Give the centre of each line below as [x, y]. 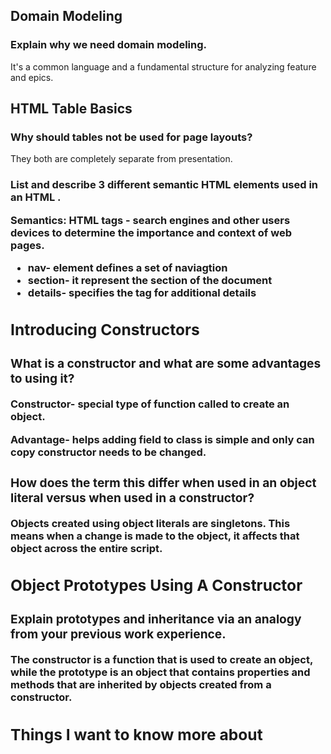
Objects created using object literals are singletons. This [150, 523]
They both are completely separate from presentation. [121, 159]
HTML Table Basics [71, 109]
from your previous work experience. [118, 634]
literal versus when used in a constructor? [132, 497]
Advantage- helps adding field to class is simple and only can [162, 439]
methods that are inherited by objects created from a [141, 685]
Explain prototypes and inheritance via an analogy [156, 619]
